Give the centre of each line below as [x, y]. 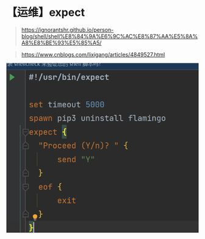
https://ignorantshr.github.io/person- [67, 30]
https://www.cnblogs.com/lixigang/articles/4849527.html [93, 54]
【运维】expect [46, 12]
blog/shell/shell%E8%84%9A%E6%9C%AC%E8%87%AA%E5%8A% [110, 36]
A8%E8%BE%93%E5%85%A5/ [61, 43]
